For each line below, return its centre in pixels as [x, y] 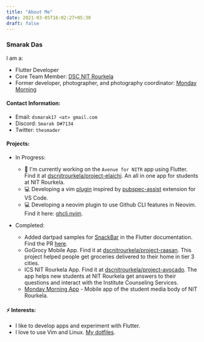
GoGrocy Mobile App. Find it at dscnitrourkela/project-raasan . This [108, 250]
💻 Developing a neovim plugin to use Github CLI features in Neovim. [110, 205]
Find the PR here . [46, 244]
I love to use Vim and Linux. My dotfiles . [65, 332]
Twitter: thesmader [38, 129]
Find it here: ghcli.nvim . [54, 214]
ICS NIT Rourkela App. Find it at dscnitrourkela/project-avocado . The [111, 270]
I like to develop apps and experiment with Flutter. [78, 326]
